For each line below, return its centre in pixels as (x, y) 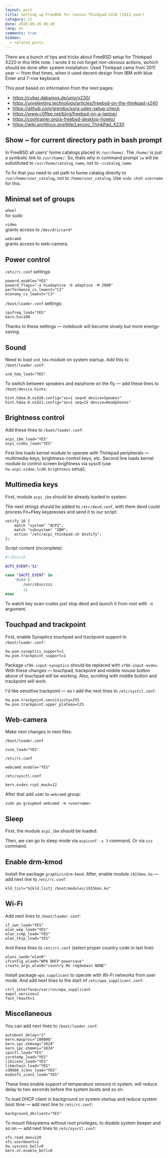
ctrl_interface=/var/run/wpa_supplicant (48, 989)
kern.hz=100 (18, 317)
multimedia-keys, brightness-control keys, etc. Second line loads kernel (79, 458)
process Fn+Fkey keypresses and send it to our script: (61, 512)
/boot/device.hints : (26, 389)
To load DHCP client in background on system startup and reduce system (81, 1099)
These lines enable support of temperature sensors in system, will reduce (81, 1084)
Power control (28, 259)
